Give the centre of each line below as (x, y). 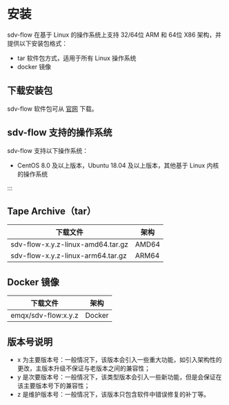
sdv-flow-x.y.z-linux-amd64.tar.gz (70, 244)
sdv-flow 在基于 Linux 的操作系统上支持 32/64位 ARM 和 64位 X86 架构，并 (114, 35)
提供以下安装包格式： (37, 43)
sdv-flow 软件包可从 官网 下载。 (52, 109)
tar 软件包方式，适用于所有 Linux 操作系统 (77, 58)
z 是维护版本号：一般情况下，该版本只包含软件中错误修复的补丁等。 (113, 394)
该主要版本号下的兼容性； (53, 386)
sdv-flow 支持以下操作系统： (48, 150)
